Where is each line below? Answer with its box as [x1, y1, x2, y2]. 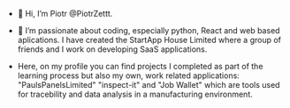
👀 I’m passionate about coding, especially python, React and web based [17, 25, 280, 35]
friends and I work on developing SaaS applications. [17, 44, 208, 54]
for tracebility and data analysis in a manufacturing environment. [17, 89, 254, 99]
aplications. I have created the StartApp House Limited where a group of [17, 35, 281, 45]
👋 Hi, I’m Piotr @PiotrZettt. [17, 9, 113, 18]
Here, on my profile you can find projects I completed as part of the [17, 61, 263, 71]
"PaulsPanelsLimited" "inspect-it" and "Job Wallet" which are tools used [17, 80, 280, 90]
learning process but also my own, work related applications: [17, 70, 240, 81]
